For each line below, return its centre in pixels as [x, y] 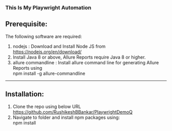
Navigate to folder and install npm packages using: [66, 117]
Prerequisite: [26, 24]
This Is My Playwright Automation [48, 8]
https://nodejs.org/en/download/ [47, 51]
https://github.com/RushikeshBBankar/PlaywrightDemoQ [73, 112]
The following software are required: [44, 36]
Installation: [25, 94]
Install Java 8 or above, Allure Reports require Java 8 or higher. [79, 57]
